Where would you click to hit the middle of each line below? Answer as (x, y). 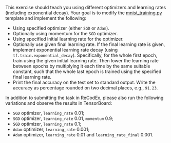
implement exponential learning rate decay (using (65, 50)
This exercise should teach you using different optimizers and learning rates (86, 7)
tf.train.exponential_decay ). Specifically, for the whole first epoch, (85, 55)
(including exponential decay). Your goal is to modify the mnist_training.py (84, 13)
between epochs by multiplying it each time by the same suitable (81, 66)
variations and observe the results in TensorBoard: (59, 103)
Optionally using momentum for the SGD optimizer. (65, 33)
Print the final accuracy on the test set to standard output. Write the (84, 82)
